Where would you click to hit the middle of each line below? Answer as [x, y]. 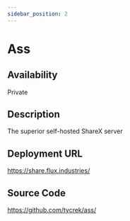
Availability [32, 75]
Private [18, 92]
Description [34, 114]
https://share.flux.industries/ [49, 171]
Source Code [36, 193]
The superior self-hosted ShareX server [65, 131]
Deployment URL [45, 153]
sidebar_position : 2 [38, 14]
